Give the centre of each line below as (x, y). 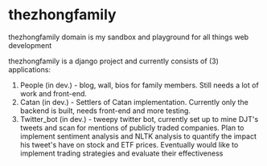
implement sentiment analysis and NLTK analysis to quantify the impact (138, 136)
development (30, 45)
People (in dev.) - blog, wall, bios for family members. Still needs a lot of (139, 85)
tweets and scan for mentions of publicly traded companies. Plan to (132, 128)
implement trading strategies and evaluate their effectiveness (121, 153)
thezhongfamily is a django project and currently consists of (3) (114, 61)
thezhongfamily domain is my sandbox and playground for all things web (129, 37)
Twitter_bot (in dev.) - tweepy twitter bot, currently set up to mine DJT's (139, 119)
